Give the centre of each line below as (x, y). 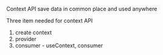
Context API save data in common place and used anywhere (82, 9)
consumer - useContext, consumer (59, 46)
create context (33, 32)
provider (26, 39)
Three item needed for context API (50, 20)
